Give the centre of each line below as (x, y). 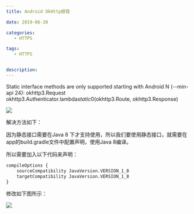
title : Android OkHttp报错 (38, 11)
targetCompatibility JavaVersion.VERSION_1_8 (73, 176)
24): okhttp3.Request (40, 93)
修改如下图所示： (27, 193)
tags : (13, 49)
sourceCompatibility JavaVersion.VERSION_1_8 (73, 171)
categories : (20, 33)
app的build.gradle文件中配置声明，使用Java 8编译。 (69, 142)
